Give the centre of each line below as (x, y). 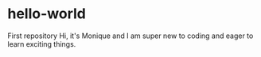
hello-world (47, 14)
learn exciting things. (42, 44)
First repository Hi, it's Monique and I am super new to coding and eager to (130, 36)
